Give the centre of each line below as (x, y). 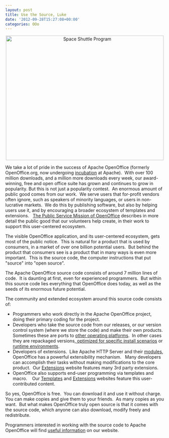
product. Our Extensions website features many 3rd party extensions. (86, 368)
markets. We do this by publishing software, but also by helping (91, 205)
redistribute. (18, 415)
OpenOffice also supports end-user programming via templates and (83, 373)
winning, (14, 184)
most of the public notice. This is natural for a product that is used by (78, 242)
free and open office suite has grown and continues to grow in (89, 184)
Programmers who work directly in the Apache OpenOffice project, (82, 314)
